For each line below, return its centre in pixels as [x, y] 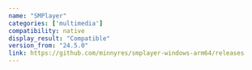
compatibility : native [47, 31]
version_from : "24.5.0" [49, 46]
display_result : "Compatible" [60, 38]
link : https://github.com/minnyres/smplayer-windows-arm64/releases [126, 53]
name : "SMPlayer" [38, 16]
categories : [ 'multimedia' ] [56, 23]
